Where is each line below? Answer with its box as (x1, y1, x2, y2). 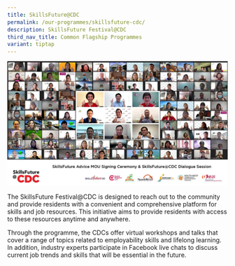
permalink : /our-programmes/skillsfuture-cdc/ (7, 18, 145, 26)
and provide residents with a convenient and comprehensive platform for (7, 199, 217, 208)
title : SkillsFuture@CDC (7, 11, 80, 18)
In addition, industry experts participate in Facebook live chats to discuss (7, 243, 218, 251)
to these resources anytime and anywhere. (7, 214, 131, 223)
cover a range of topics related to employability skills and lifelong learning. (7, 235, 222, 244)
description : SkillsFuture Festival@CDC (7, 26, 127, 33)
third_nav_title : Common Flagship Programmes (7, 34, 142, 41)
